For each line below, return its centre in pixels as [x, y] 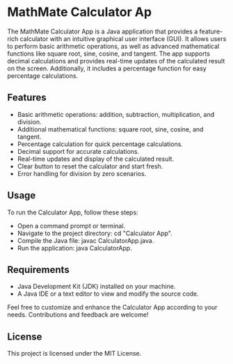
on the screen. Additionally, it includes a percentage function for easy [107, 68]
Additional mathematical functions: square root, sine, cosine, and [110, 129]
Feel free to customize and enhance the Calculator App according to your [112, 308]
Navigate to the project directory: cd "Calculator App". [95, 233]
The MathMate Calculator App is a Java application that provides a [103, 31]
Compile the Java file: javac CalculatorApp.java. [86, 240]
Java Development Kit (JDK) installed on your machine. [96, 287]
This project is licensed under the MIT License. [74, 354]
